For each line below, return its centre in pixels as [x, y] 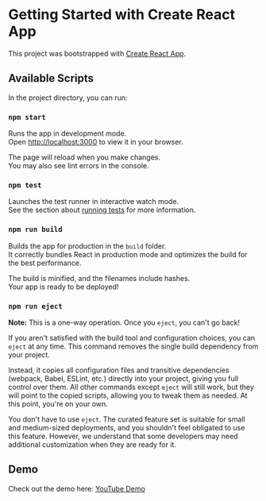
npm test [25, 185]
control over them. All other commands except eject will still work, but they [131, 387]
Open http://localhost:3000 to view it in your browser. [96, 142]
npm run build [35, 229]
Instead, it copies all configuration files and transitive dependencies [119, 370]
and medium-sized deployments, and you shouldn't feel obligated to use [127, 427]
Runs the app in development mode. [67, 133]
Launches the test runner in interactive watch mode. [94, 202]
